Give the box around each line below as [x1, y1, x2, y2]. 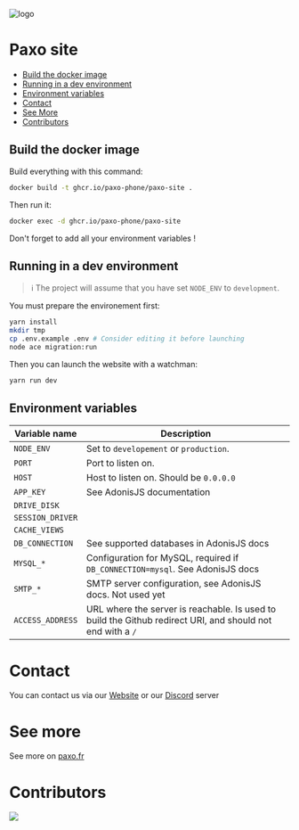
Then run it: [9, 199, 52, 210]
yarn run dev [9, 375, 58, 385]
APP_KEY [13, 487, 46, 497]
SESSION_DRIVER [13, 513, 78, 522]
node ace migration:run [9, 342, 98, 351]
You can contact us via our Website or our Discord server [9, 690, 220, 701]
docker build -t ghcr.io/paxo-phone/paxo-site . [9, 183, 193, 192]
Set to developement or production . [85, 442, 230, 455]
